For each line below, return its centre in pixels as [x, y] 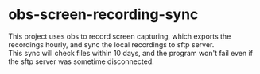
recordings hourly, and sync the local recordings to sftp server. [111, 44]
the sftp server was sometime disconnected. [81, 61]
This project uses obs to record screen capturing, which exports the [120, 36]
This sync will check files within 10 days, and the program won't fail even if [130, 53]
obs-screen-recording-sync [103, 15]
